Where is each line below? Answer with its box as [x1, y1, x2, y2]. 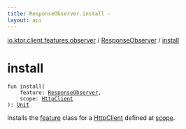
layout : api [7, 17, 42, 24]
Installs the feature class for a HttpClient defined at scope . [7, 114, 176, 122]
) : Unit [7, 102, 30, 109]
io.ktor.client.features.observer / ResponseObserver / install [7, 36, 180, 44]
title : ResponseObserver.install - [7, 10, 111, 17]
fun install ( [7, 83, 45, 91]
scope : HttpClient [20, 96, 73, 103]
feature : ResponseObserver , [20, 89, 101, 96]
